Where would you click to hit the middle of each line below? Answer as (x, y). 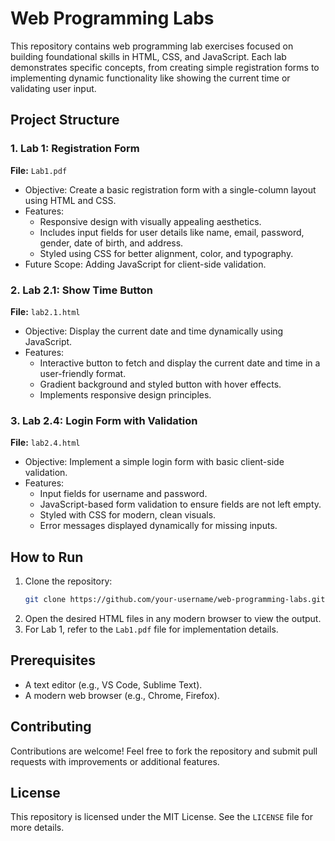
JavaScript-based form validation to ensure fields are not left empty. (180, 504)
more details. (37, 828)
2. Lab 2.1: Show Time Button (82, 290)
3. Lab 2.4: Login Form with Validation (104, 420)
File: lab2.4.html (45, 443)
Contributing (51, 727)
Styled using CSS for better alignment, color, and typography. (166, 253)
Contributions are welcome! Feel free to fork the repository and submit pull (164, 751)
